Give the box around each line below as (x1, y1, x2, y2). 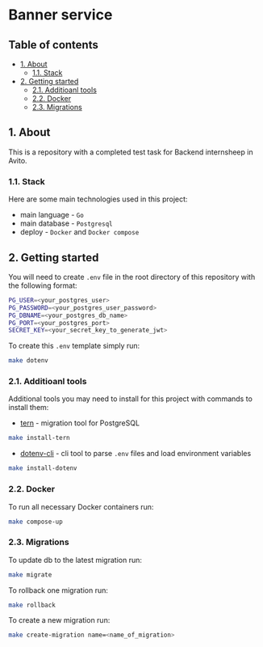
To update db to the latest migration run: (8, 555, 143, 565)
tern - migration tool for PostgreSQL (19, 418, 140, 428)
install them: (8, 403, 49, 412)
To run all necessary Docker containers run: (8, 501, 154, 511)
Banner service (8, 6, 113, 24)
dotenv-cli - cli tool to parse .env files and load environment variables (19, 449, 252, 459)
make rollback (8, 601, 56, 609)
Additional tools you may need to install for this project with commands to (8, 394, 253, 404)
